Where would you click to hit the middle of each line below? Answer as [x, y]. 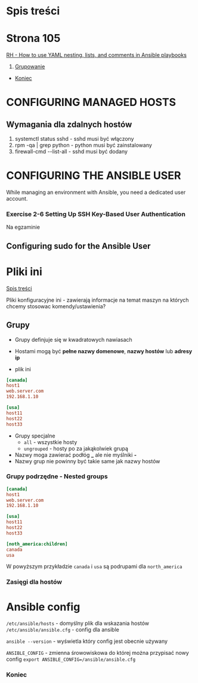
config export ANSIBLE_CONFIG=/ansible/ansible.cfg [71, 659]
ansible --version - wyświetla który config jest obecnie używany [87, 641]
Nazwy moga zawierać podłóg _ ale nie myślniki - [76, 455]
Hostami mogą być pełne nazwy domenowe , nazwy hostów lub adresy [103, 351]
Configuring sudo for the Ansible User [78, 246]
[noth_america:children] [37, 544]
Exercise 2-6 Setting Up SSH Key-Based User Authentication [96, 214]
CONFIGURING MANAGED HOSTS [91, 102]
